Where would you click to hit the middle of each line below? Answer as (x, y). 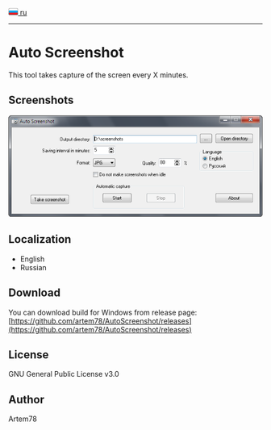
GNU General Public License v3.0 (64, 374)
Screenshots (41, 100)
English (32, 259)
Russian (33, 267)
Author (26, 399)
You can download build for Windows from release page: (103, 312)
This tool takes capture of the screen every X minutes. (98, 75)
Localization (40, 239)
